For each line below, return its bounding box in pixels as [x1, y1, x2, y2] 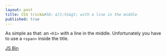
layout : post [5, 7, 33, 12]
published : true [5, 16, 40, 21]
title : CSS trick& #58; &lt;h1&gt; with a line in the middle [5, 12, 138, 17]
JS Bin [5, 45, 19, 51]
